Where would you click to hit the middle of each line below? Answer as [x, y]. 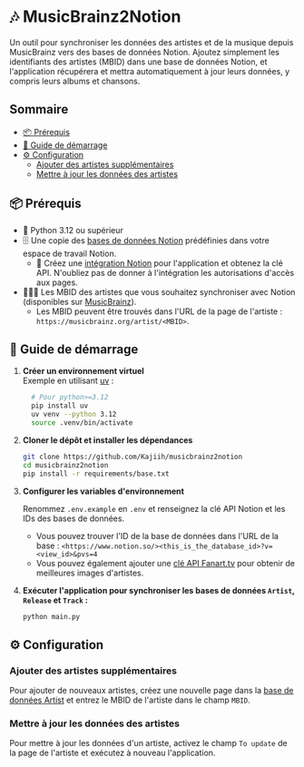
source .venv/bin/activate [82, 423]
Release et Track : [55, 600]
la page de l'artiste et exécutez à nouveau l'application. [113, 753]
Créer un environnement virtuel [83, 371]
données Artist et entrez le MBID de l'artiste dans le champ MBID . [130, 700]
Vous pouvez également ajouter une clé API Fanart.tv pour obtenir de [165, 563]
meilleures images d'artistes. [90, 573]
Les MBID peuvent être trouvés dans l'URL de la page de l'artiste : [159, 311]
